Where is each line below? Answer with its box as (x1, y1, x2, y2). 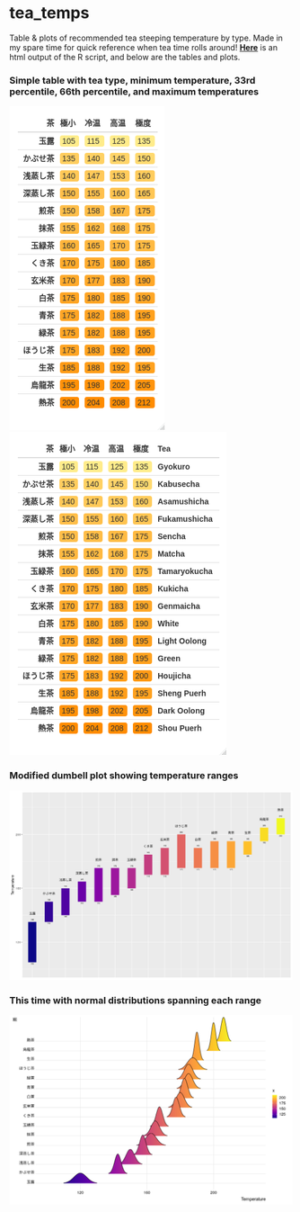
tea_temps (9, 3, 90, 23)
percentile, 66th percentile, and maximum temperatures (9, 85, 259, 97)
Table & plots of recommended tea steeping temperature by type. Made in (9, 32, 283, 43)
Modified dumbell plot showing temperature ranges (9, 769, 239, 782)
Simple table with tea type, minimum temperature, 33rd (9, 74, 256, 86)
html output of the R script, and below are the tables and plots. (9, 51, 241, 62)
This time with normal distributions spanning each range (9, 993, 262, 1006)
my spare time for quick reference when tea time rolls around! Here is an (9, 41, 278, 52)
